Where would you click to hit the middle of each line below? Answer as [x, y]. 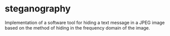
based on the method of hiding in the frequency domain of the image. [77, 27]
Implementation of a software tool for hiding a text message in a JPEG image [85, 22]
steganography [38, 9]
